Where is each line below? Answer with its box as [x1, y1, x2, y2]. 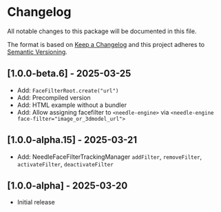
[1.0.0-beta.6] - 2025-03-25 [7, 68, 131, 79]
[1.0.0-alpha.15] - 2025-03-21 [7, 134, 138, 146]
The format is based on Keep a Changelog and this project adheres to [7, 40, 205, 48]
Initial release [17, 198, 55, 206]
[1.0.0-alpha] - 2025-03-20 [7, 180, 128, 191]
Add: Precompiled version [17, 93, 91, 102]
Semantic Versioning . [7, 48, 67, 56]
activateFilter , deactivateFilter [17, 160, 114, 168]
